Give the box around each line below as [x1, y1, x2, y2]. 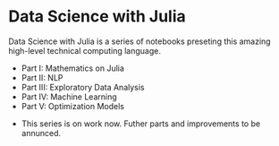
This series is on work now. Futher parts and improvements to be [21, 118, 261, 129]
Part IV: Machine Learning [21, 91, 117, 102]
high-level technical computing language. [8, 45, 162, 56]
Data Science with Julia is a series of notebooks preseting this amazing [8, 36, 271, 47]
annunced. [21, 127, 62, 138]
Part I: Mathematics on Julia [21, 63, 124, 73]
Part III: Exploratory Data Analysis [21, 82, 145, 92]
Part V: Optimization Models [21, 100, 124, 111]
